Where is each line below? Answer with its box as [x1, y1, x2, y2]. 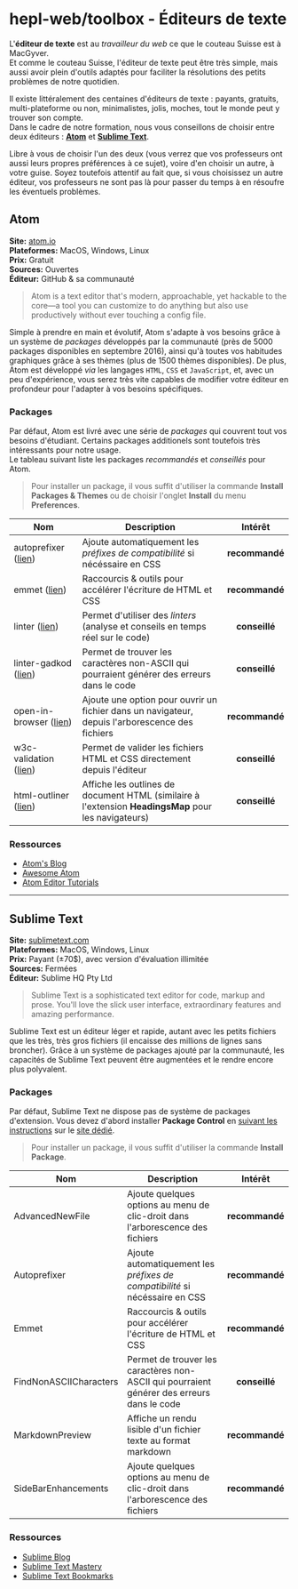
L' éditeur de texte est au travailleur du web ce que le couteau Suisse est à [9, 38, 282, 49]
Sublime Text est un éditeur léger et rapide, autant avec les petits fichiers [9, 1026, 277, 1037]
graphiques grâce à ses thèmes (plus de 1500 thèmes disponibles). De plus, [9, 355, 286, 365]
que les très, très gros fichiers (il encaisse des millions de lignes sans [9, 1036, 263, 1047]
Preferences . [30, 500, 81, 510]
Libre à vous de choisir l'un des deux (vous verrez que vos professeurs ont [9, 148, 283, 159]
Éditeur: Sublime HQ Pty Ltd [9, 973, 113, 983]
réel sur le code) [82, 631, 151, 644]
